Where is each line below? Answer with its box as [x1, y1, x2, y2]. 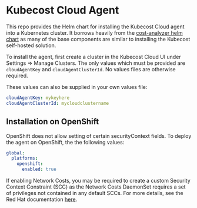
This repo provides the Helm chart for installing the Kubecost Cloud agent [6, 23, 185, 30]
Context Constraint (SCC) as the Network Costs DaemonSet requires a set [6, 183, 186, 190]
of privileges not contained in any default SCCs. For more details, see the [6, 190, 183, 196]
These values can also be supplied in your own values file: [6, 83, 148, 90]
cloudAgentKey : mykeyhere [6, 95, 69, 101]
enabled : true [21, 166, 57, 173]
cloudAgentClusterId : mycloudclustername [6, 100, 109, 106]
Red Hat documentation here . [6, 196, 78, 203]
